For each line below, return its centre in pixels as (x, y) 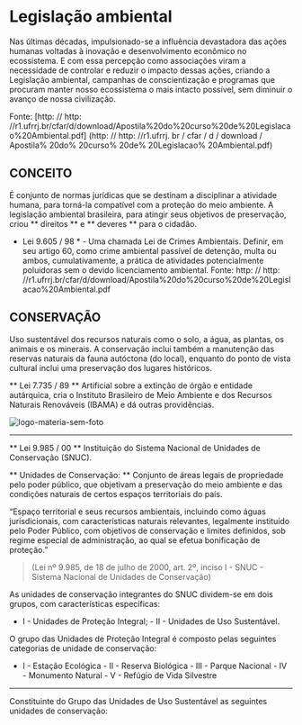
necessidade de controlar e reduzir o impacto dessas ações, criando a (140, 70)
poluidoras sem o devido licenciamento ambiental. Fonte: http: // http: (151, 270)
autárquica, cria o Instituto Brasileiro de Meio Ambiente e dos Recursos (141, 394)
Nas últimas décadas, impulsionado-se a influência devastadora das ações (148, 41)
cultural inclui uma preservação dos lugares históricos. (111, 367)
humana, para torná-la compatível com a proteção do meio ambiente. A (142, 204)
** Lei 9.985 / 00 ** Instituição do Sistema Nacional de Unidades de (135, 448)
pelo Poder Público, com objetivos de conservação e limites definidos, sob (147, 530)
